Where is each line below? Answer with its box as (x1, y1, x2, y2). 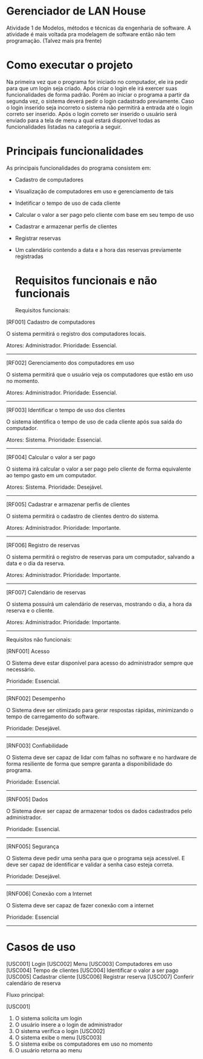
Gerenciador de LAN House (6, 4, 146, 18)
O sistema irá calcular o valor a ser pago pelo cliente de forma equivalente (6, 465, 192, 472)
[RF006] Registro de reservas (6, 541, 80, 549)
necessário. (6, 666, 36, 673)
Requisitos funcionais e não (14, 274, 157, 288)
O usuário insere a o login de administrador (14, 1021, 123, 1028)
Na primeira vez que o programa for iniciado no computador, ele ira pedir (6, 78, 188, 85)
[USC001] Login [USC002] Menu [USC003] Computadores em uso (6, 960, 173, 967)
